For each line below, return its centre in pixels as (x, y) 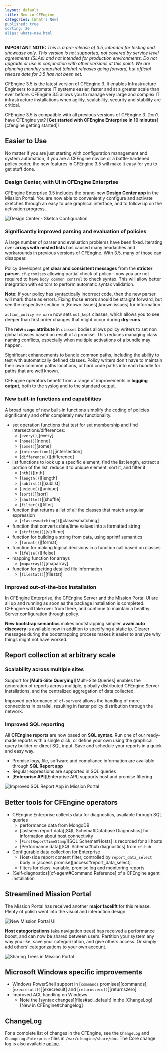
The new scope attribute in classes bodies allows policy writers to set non (81, 329)
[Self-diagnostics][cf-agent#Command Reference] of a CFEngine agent (86, 873)
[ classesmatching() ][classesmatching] (59, 520)
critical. (13, 105)
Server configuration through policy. (42, 614)
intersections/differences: (39, 430)
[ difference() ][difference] (47, 457)
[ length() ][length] (38, 478)
